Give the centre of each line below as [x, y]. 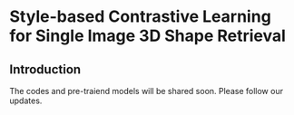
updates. [26, 101]
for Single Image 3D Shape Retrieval [147, 36]
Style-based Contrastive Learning [141, 17]
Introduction [45, 69]
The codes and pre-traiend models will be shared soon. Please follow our [147, 91]
